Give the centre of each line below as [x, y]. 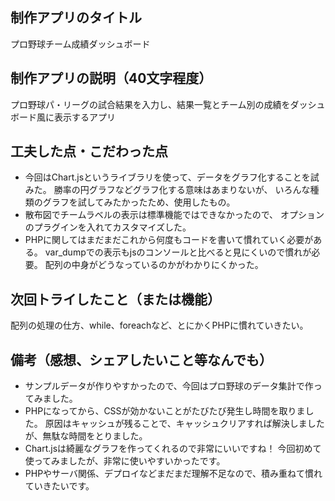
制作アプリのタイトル [76, 18]
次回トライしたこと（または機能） [115, 299]
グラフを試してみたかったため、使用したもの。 [139, 202]
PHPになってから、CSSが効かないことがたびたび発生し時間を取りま [165, 411]
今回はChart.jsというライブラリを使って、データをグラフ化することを [167, 177]
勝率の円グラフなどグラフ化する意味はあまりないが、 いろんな [182, 190]
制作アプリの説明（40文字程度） [111, 78]
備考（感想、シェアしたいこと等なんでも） [141, 359]
